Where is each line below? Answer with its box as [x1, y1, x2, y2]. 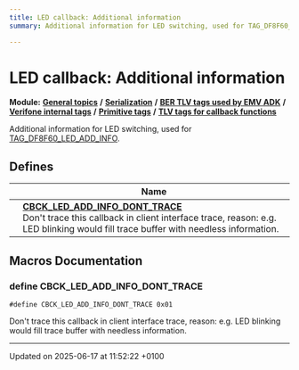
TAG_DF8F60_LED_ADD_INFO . [9, 133, 120, 144]
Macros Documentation [9, 253, 143, 268]
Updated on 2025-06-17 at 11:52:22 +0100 [9, 350, 165, 361]
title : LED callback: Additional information [9, 12, 181, 22]
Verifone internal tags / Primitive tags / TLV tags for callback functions [9, 106, 278, 117]
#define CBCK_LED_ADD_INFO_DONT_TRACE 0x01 [9, 300, 174, 308]
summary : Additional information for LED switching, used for [9, 21, 245, 30]
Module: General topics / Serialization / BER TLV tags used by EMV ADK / [9, 97, 287, 108]
